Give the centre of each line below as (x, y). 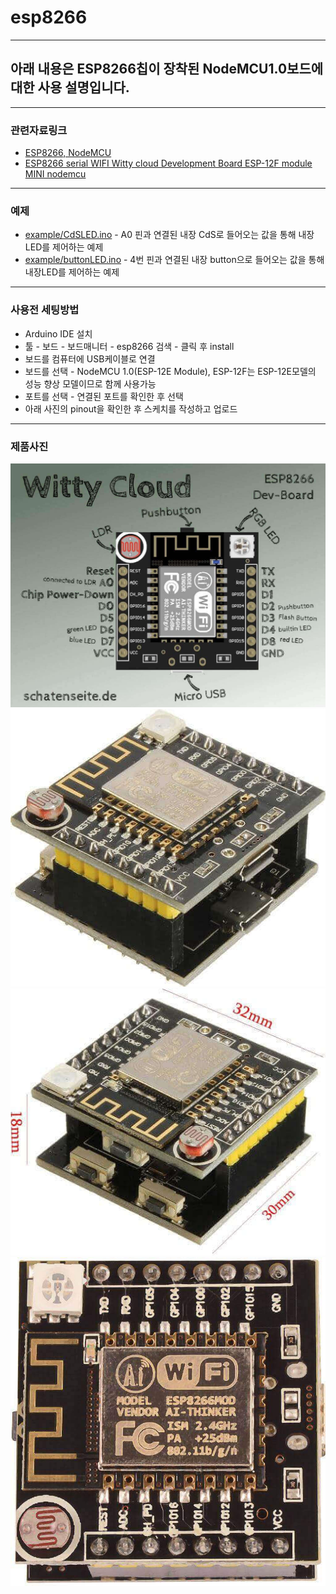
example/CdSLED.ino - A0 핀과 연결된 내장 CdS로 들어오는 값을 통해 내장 (169, 235)
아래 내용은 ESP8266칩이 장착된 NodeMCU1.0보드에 (167, 69)
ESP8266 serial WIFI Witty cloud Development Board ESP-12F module (168, 163)
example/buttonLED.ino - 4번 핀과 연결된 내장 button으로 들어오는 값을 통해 (174, 260)
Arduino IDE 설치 (58, 333)
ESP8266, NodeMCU (68, 153)
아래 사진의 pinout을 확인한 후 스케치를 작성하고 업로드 (131, 408)
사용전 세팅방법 (45, 310)
